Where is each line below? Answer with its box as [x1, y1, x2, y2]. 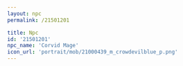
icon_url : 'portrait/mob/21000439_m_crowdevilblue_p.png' [7, 49, 178, 56]
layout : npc [7, 10, 42, 17]
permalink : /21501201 [7, 17, 70, 24]
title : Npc [7, 29, 39, 36]
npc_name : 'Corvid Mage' [7, 42, 79, 49]
